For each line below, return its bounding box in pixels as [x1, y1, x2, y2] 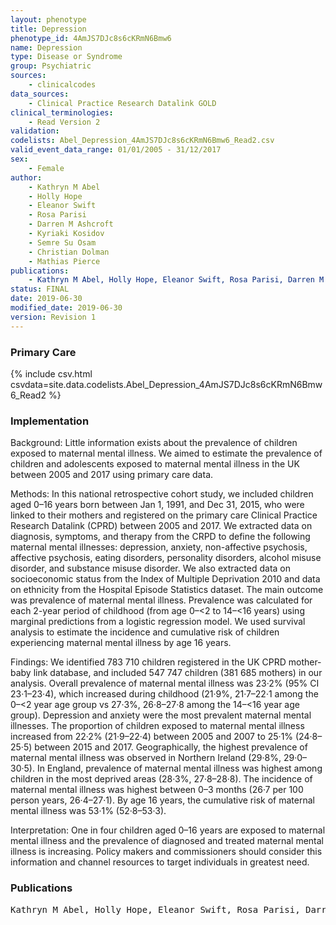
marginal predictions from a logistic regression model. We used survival [10, 616, 306, 628]
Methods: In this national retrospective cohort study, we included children [10, 488, 314, 500]
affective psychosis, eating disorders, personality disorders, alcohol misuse [10, 552, 322, 564]
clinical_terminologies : [10, 107, 114, 118]
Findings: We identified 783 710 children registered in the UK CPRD [10, 656, 287, 668]
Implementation [10, 414, 90, 428]
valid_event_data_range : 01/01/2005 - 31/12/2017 [10, 145, 222, 155]
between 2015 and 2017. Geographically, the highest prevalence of [34, 741, 308, 753]
